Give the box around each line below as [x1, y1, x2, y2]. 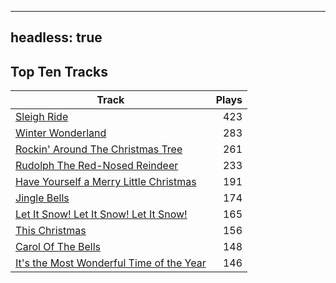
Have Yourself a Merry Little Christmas [15, 175, 197, 189]
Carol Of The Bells [15, 240, 102, 254]
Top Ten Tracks [10, 63, 108, 80]
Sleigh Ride [15, 110, 69, 124]
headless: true [10, 29, 103, 46]
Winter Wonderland [15, 126, 107, 140]
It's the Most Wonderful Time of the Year [15, 256, 207, 270]
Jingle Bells [15, 191, 70, 205]
